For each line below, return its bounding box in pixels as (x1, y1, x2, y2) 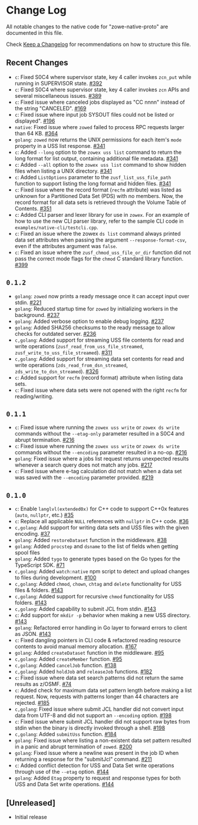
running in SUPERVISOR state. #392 (14, 80, 103, 87)
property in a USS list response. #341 (14, 142, 105, 149)
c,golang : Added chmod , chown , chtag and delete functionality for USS (14, 580, 181, 588)
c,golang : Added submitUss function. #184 (14, 731, 117, 738)
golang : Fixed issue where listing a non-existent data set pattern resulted (14, 737, 192, 744)
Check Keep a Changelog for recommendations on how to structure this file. (6, 41, 192, 48)
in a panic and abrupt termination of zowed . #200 (14, 743, 133, 750)
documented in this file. (6, 29, 64, 36)
